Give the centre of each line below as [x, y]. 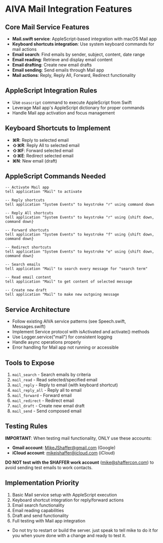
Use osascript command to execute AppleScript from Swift [72, 102]
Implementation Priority [42, 483]
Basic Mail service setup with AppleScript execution [65, 495]
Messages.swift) [29, 327]
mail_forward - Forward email [42, 396]
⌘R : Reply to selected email [40, 140]
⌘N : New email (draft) [35, 161]
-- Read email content [28, 278]
